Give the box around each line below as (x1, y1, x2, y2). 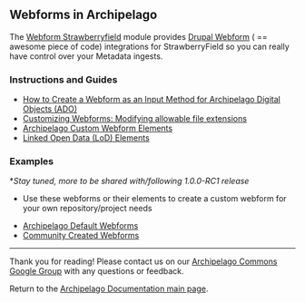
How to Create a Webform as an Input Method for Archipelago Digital (22, 94, 281, 105)
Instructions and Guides (9, 73, 118, 85)
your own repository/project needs (22, 203, 152, 214)
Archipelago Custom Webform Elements (22, 122, 173, 134)
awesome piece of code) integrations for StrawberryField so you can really (9, 41, 290, 52)
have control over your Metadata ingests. (9, 50, 163, 62)
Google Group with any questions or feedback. (9, 266, 184, 277)
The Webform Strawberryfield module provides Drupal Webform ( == (9, 31, 268, 42)
